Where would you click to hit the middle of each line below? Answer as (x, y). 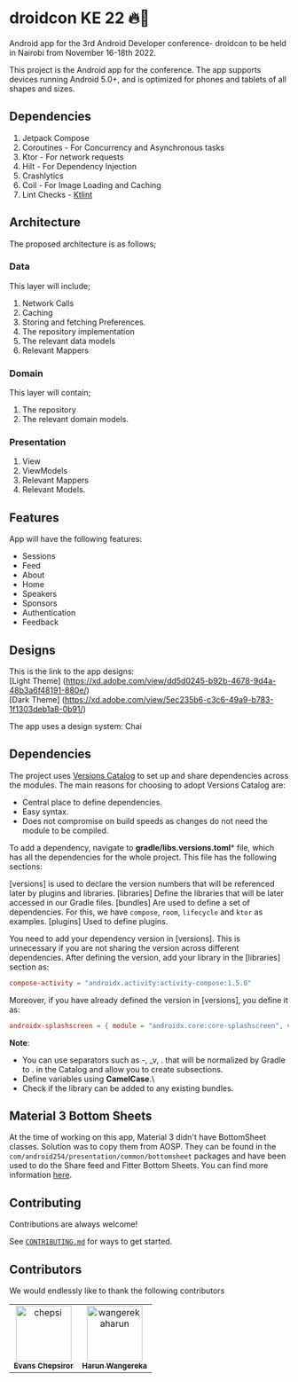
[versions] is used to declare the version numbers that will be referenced (142, 883)
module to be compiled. (65, 830)
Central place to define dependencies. (92, 802)
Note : (20, 1042)
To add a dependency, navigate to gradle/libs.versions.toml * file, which (142, 847)
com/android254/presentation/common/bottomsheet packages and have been (148, 1156)
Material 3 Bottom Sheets (81, 1116)
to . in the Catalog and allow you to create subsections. (122, 1069)
